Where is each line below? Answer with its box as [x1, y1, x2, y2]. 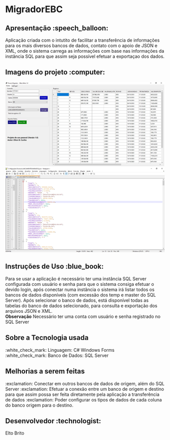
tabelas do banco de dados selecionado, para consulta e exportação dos [5, 303, 158, 309]
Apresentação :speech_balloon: [5, 24, 109, 32]
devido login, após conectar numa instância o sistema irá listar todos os [5, 286, 155, 292]
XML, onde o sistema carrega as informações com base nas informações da [5, 48, 164, 54]
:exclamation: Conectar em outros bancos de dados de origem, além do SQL [5, 380, 165, 386]
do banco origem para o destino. [5, 402, 73, 408]
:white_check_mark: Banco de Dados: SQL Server [5, 352, 109, 358]
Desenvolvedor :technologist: [5, 417, 101, 425]
